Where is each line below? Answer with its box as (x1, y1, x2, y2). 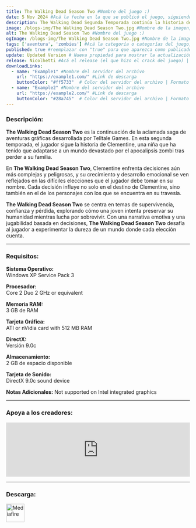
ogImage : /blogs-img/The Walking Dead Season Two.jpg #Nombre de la (6, 36, 176, 42)
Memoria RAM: (6, 301, 44, 308)
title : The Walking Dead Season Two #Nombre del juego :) (6, 8, 150, 15)
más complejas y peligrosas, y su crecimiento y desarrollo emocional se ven (6, 171, 190, 178)
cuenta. (6, 232, 24, 239)
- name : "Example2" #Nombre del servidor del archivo (11, 85, 145, 91)
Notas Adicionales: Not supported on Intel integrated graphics (6, 389, 157, 396)
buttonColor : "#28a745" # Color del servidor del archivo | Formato (16, 96, 190, 101)
